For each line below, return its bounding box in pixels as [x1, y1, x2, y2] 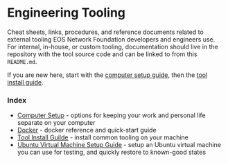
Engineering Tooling [7, 5, 126, 21]
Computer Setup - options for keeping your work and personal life [17, 111, 206, 119]
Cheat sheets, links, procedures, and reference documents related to [7, 28, 204, 36]
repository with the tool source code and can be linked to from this [7, 50, 198, 58]
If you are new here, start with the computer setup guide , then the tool [7, 71, 208, 79]
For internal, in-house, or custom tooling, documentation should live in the [7, 42, 218, 51]
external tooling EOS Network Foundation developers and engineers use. [7, 35, 216, 43]
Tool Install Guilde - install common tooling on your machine [17, 133, 188, 141]
